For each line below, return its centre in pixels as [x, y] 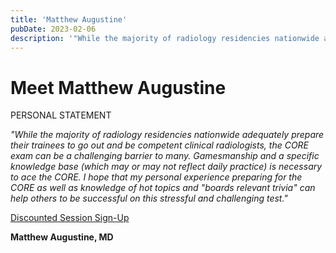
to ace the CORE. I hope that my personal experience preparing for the [156, 177]
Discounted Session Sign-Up [70, 218]
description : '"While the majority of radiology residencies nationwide [165, 38]
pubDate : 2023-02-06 [53, 29]
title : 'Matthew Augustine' [69, 19]
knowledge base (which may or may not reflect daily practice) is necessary [166, 167]
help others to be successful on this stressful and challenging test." [149, 198]
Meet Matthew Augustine [118, 87]
